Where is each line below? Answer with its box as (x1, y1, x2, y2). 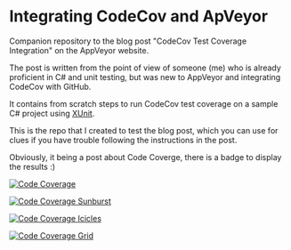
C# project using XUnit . (9, 108, 95, 118)
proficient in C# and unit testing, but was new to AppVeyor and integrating (9, 71, 281, 82)
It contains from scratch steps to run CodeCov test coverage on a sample (9, 98, 279, 109)
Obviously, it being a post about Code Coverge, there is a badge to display (9, 151, 282, 162)
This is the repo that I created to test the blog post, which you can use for (9, 125, 279, 135)
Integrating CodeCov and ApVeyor (9, 6, 269, 27)
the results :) (9, 161, 56, 172)
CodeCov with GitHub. (9, 81, 92, 92)
